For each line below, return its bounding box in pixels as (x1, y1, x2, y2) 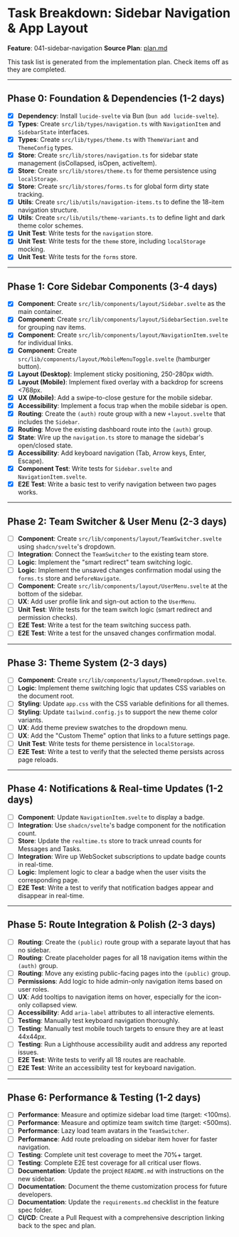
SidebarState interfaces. (17, 127, 90, 136)
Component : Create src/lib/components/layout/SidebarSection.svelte (17, 315, 229, 324)
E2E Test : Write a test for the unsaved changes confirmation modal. (17, 629, 217, 638)
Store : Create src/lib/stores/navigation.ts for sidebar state (17, 151, 198, 159)
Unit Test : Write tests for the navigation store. (17, 229, 154, 238)
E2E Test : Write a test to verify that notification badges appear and (17, 883, 214, 892)
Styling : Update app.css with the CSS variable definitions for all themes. (17, 699, 229, 708)
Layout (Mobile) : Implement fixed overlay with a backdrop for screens (17, 377, 224, 386)
